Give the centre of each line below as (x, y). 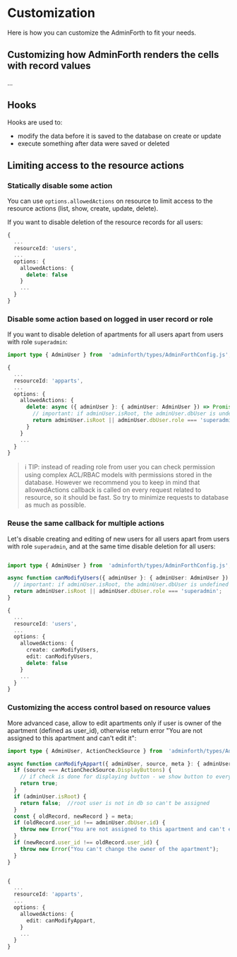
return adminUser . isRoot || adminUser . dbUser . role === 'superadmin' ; (118, 592)
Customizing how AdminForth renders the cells (113, 55)
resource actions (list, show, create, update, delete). (83, 209)
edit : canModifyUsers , (59, 657)
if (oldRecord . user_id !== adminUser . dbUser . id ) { (90, 823)
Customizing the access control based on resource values (109, 708)
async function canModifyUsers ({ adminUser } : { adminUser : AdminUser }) (118, 578)
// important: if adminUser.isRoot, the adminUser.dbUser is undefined (121, 585)
